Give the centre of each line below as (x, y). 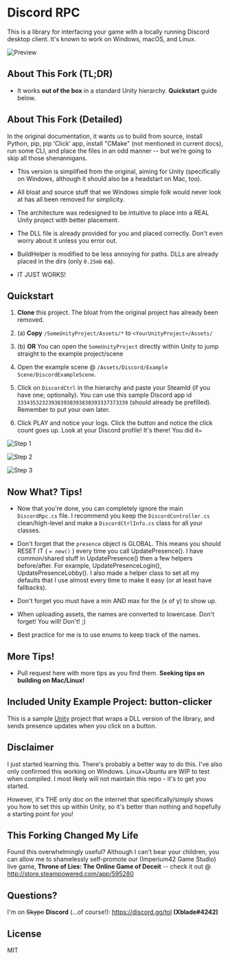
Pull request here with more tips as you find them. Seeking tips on (111, 673)
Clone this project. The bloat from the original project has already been (117, 313)
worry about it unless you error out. (67, 240)
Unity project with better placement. (68, 220)
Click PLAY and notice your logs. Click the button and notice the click (115, 423)
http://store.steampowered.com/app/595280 (70, 874)
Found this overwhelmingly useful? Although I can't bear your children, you (113, 852)
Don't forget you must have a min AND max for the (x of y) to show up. (117, 601)
